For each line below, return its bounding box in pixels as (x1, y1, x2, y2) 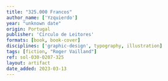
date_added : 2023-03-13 (6, 65, 67, 72)
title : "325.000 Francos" (6, 9, 72, 15)
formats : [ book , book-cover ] (6, 37, 81, 43)
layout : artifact (6, 60, 51, 66)
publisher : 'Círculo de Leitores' (6, 32, 95, 38)
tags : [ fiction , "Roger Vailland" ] (6, 49, 97, 55)
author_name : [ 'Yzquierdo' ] (6, 15, 78, 21)
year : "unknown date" (6, 20, 62, 26)
